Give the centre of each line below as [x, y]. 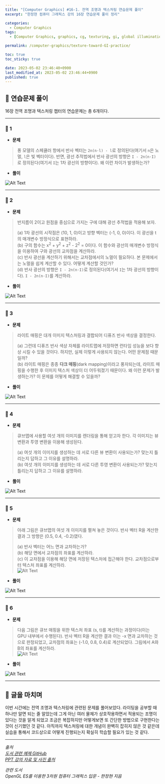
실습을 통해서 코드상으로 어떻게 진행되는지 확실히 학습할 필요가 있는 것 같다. [77, 732]
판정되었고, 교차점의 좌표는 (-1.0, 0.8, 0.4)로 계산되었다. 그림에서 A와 [92, 642]
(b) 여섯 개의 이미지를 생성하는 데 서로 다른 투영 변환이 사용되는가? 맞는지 [87, 465]
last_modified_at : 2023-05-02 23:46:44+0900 [51, 73]
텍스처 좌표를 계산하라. [44, 565]
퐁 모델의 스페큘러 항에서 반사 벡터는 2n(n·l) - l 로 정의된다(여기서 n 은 [85, 150]
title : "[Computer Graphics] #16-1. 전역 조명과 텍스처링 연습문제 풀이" [74, 10]
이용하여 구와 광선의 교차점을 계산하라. [59, 251]
